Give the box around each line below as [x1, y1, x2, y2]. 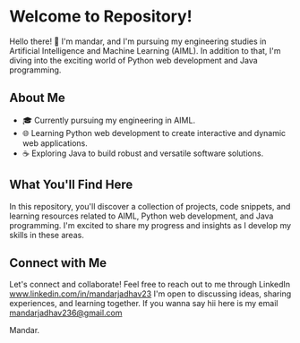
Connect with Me [9, 255, 107, 270]
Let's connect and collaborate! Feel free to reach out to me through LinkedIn [9, 279, 291, 290]
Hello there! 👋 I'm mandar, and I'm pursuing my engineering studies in [9, 36, 267, 47]
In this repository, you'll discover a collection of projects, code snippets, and [9, 201, 291, 211]
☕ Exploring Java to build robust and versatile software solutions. [21, 148, 264, 159]
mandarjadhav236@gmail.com [9, 307, 123, 319]
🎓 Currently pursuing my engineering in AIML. [21, 115, 195, 125]
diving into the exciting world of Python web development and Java [9, 55, 258, 65]
